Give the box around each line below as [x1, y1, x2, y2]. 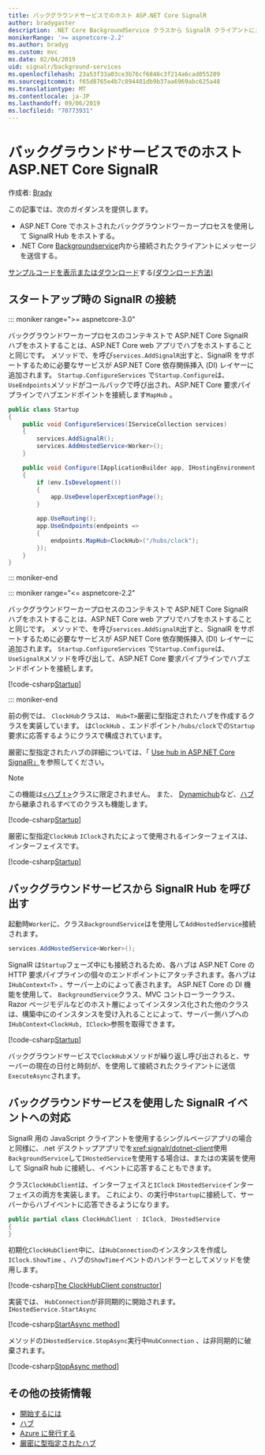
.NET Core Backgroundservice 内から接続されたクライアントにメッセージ [19, 241, 256, 250]
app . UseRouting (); [36, 514, 97, 523]
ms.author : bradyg [8, 41, 69, 49]
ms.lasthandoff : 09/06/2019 [8, 99, 101, 107]
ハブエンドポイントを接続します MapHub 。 [42, 390, 177, 399]
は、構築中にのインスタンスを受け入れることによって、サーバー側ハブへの [8, 1009, 249, 1019]
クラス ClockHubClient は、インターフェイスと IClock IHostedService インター [8, 1180, 254, 1189]
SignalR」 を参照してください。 [8, 757, 109, 767]
